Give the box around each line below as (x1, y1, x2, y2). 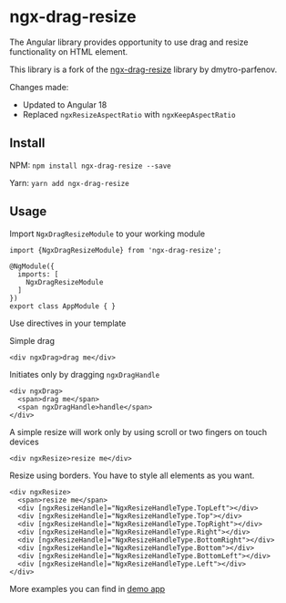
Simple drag (9, 335, 55, 346)
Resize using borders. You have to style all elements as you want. (9, 470, 255, 481)
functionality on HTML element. (9, 46, 128, 57)
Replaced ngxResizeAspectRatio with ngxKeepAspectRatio (22, 109, 236, 120)
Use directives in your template (9, 317, 127, 328)
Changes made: (9, 81, 69, 92)
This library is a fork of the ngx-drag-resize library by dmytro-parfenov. (9, 64, 278, 75)
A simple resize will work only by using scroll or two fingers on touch (9, 426, 268, 437)
